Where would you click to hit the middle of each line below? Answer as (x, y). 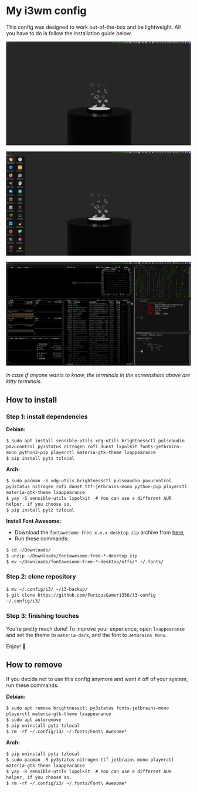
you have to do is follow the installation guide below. (69, 33)
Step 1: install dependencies (47, 417)
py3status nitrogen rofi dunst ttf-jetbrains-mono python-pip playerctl (97, 487)
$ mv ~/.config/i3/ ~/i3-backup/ (47, 590)
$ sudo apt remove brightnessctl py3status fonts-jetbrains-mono (87, 708)
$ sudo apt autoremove (34, 720)
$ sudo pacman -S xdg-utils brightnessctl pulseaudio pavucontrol (89, 481)
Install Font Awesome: (34, 521)
